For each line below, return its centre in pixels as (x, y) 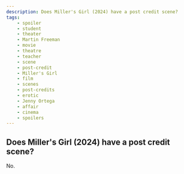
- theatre (29, 51)
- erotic (28, 95)
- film (25, 79)
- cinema (28, 112)
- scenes (28, 85)
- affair (28, 106)
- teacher (29, 56)
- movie (26, 46)
